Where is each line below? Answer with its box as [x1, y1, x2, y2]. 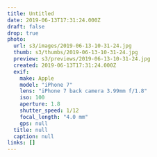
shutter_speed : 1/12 [19, 107, 79, 114]
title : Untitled [7, 10, 54, 17]
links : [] [7, 140, 36, 147]
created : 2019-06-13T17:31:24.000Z [13, 62, 117, 69]
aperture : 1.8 [19, 101, 60, 108]
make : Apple [19, 74, 54, 82]
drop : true [7, 29, 39, 37]
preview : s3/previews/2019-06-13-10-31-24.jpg [13, 56, 151, 63]
